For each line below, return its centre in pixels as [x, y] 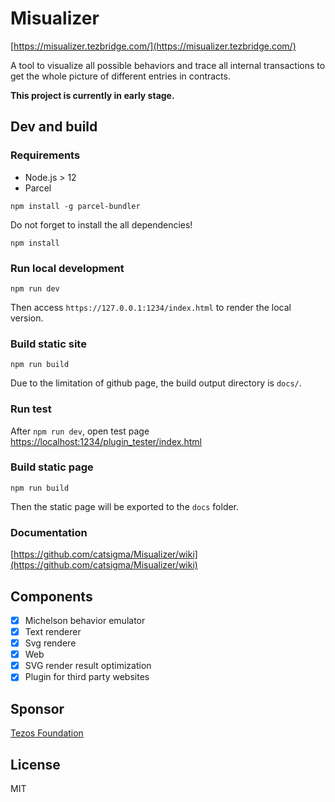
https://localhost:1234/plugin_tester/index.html [106, 441]
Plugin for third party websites [87, 677]
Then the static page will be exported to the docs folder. [125, 506]
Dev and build [54, 127]
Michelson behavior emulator [85, 620]
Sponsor [37, 708]
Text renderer [53, 631]
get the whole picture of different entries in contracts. [120, 76]
